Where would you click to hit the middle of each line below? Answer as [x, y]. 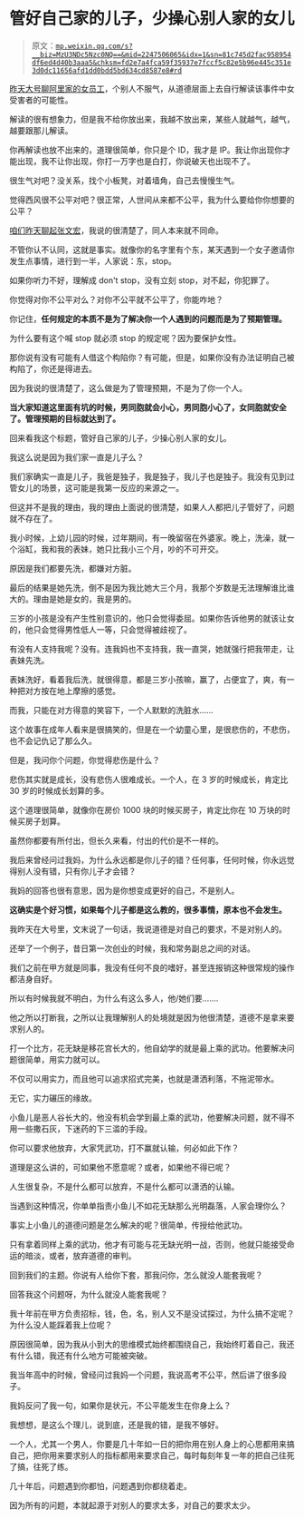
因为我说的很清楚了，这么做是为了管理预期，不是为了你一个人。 [128, 387]
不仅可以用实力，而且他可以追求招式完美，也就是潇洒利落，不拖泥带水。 [144, 1078]
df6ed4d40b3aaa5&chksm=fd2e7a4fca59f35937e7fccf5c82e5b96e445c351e [161, 63]
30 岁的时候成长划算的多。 [59, 790]
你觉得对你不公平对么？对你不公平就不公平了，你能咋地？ [116, 299]
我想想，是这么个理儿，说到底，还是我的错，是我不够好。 [116, 1425]
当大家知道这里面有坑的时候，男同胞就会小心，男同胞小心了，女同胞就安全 [148, 407]
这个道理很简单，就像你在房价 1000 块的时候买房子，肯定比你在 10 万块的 [146, 809]
